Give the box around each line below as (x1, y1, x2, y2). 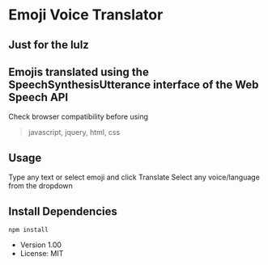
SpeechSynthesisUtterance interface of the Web (8, 78, 259, 91)
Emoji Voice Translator (8, 6, 164, 24)
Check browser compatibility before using (8, 111, 148, 122)
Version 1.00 (19, 240, 62, 250)
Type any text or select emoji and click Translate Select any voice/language (8, 172, 261, 183)
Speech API (8, 90, 69, 104)
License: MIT (19, 249, 64, 259)
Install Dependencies (8, 204, 117, 218)
